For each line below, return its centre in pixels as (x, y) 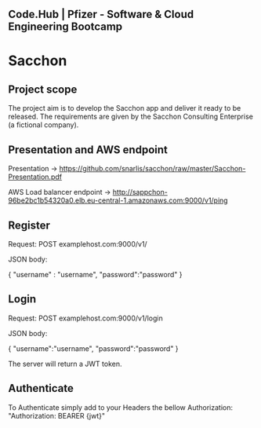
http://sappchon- (140, 192)
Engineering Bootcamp (65, 27)
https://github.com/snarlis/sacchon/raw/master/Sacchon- (152, 169)
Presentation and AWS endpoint (88, 150)
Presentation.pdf (35, 177)
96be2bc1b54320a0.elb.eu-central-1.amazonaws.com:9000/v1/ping (118, 200)
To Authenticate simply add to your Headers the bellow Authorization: (121, 407)
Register (29, 225)
